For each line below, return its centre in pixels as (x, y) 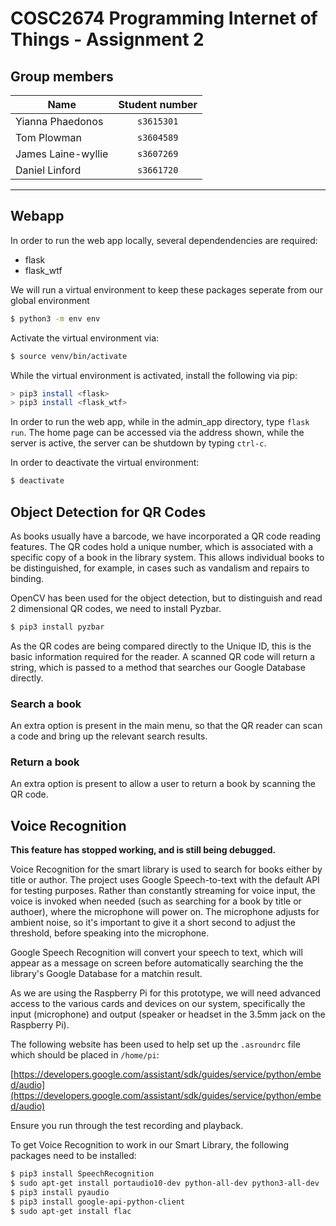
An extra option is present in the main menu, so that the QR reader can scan (166, 726)
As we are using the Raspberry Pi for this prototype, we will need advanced (166, 993)
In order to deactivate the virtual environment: (105, 463)
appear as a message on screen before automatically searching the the (157, 963)
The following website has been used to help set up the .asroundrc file (155, 1044)
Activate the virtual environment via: (85, 338)
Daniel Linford (48, 170)
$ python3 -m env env (55, 318)
